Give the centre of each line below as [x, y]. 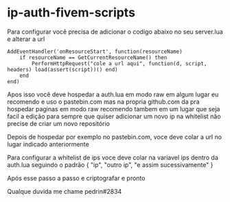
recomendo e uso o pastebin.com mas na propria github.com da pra [104, 102]
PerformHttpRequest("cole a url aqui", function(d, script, [119, 63]
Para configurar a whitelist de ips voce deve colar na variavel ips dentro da [113, 157]
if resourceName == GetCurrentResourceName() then [93, 57]
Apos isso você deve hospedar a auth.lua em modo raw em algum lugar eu [113, 94]
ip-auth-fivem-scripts [71, 13]
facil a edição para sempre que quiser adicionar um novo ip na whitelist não [114, 116]
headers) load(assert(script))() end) [62, 69]
